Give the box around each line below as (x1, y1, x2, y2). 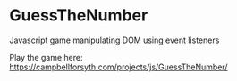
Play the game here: (9, 52, 83, 62)
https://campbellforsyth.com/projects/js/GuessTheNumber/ (9, 61, 228, 72)
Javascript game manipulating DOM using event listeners (9, 35, 220, 45)
